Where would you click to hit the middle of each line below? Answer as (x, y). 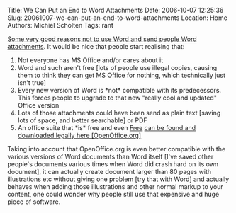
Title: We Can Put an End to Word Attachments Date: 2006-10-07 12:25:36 (116, 10)
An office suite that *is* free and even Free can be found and (107, 128)
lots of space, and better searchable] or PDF (82, 120)
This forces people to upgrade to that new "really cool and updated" (117, 98)
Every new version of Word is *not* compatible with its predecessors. (119, 90)
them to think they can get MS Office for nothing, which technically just (121, 75)
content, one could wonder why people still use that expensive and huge (113, 194)
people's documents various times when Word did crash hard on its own (113, 164)
